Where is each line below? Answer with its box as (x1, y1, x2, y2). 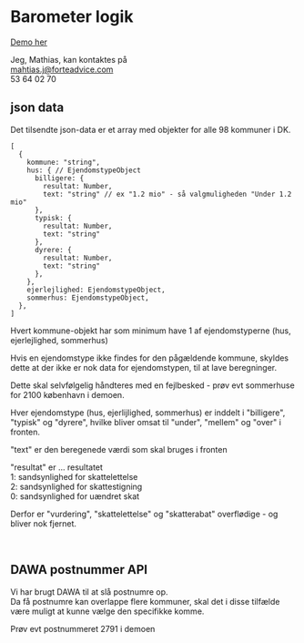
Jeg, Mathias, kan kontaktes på (10, 54, 128, 65)
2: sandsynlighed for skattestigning (10, 481, 143, 492)
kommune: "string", (26, 158, 101, 167)
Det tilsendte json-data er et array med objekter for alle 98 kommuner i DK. (10, 124, 291, 135)
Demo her (10, 36, 48, 47)
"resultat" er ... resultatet (10, 462, 104, 473)
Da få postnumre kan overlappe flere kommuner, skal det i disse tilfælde (10, 596, 280, 607)
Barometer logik (10, 6, 134, 27)
